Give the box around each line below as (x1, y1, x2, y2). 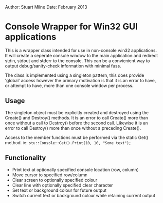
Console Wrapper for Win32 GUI (5, 21, 138, 32)
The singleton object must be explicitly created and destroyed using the (5, 109, 149, 116)
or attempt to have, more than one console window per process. (5, 83, 134, 88)
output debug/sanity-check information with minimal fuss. (5, 63, 122, 68)
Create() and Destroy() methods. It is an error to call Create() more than (5, 115, 148, 120)
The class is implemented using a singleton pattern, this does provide (5, 72, 145, 78)
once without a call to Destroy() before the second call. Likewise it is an (5, 120, 148, 126)
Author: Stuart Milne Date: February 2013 (5, 4, 88, 10)
